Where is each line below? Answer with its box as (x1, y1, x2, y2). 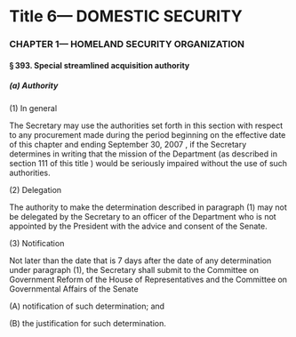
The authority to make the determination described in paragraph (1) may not (9, 202, 287, 213)
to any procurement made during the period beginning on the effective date (9, 129, 286, 140)
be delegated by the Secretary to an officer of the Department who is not (9, 211, 277, 221)
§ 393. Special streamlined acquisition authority (9, 60, 190, 70)
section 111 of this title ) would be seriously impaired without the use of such (9, 157, 287, 168)
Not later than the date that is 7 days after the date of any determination (9, 255, 272, 266)
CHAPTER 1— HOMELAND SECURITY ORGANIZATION (9, 38, 245, 51)
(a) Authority (9, 80, 59, 91)
